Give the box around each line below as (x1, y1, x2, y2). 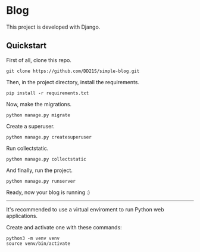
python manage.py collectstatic (6, 156, 86, 162)
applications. (6, 212, 37, 219)
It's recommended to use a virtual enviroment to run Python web (6, 205, 165, 213)
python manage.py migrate (6, 112, 70, 118)
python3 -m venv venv (6, 235, 60, 241)
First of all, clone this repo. (6, 56, 71, 63)
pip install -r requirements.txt (6, 90, 89, 96)
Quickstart (6, 41, 47, 51)
